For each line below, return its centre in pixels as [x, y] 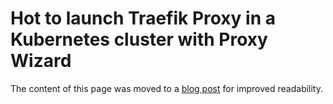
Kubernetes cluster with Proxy [139, 39]
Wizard [41, 61]
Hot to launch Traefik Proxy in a [143, 18]
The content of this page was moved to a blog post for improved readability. [167, 88]
